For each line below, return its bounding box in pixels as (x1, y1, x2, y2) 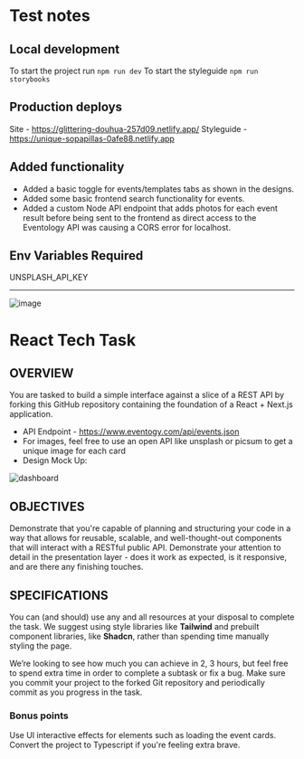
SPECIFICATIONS (9, 587, 109, 602)
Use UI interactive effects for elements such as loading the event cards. (9, 730, 277, 741)
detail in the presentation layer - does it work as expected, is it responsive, (9, 552, 288, 563)
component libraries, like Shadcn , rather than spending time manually (9, 631, 270, 642)
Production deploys (9, 100, 123, 115)
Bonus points (9, 709, 70, 722)
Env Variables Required (9, 248, 144, 263)
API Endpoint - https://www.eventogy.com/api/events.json (22, 426, 240, 437)
